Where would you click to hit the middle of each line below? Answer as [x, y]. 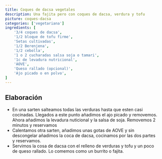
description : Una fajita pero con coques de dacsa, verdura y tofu [75, 14]
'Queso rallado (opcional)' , [43, 69]
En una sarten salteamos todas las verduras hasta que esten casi [77, 109]
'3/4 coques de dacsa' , [38, 32]
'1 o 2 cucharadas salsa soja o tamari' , [56, 55]
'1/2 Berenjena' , [31, 46]
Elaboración [24, 98]
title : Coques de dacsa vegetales [40, 10]
